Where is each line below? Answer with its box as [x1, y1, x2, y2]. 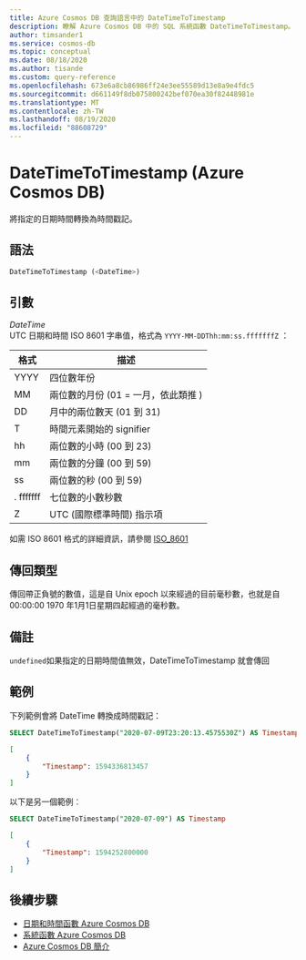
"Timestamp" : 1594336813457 [42, 761, 148, 771]
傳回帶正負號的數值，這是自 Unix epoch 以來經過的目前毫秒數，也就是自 [9, 588, 280, 599]
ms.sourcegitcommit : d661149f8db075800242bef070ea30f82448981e [9, 89, 255, 98]
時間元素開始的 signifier [49, 423, 151, 435]
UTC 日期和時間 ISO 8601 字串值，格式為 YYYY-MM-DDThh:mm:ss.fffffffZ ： [9, 330, 290, 342]
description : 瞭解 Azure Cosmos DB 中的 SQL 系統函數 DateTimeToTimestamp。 [9, 22, 295, 31]
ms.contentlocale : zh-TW [9, 107, 104, 116]
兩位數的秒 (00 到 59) [49, 475, 143, 487]
